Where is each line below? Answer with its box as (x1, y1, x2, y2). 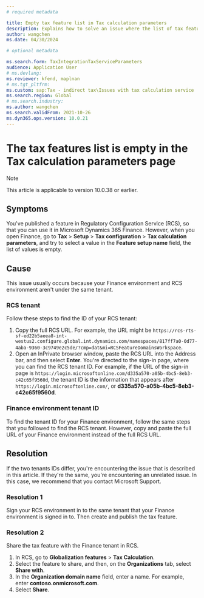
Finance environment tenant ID (6, 404, 99, 413)
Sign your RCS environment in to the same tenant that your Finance (6, 506, 175, 514)
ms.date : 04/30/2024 (6, 37, 59, 43)
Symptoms (6, 204, 49, 214)
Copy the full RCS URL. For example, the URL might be (15, 326, 152, 334)
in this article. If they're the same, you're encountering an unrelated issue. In (6, 471, 197, 478)
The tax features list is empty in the (6, 141, 188, 155)
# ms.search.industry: (6, 98, 64, 105)
